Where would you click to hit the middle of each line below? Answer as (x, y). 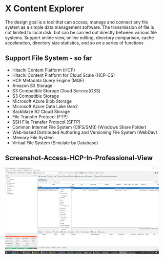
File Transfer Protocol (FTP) (40, 117)
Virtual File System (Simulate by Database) (55, 143)
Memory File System (33, 137)
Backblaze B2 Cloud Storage (41, 111)
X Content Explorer (45, 9)
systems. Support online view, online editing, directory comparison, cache (80, 38)
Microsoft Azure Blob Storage (42, 101)
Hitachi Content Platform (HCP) (44, 70)
